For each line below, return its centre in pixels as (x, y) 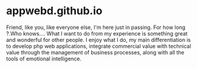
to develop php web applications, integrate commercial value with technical (99, 46)
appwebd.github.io (54, 11)
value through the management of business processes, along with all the (95, 52)
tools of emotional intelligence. (44, 59)
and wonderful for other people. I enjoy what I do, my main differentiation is (98, 40)
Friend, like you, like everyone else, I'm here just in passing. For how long (96, 27)
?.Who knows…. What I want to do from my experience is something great (97, 33)
